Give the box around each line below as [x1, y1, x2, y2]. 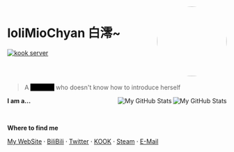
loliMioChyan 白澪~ [7, 25, 121, 41]
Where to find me [7, 123, 58, 132]
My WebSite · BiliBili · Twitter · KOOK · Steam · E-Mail [7, 137, 159, 145]
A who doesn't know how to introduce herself [24, 83, 181, 91]
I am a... [7, 96, 31, 105]
